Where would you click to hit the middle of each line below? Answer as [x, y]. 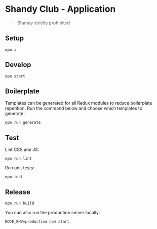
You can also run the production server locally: [53, 212]
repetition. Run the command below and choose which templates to [74, 108]
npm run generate [23, 123]
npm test [14, 177]
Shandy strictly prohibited [43, 23]
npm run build [20, 203]
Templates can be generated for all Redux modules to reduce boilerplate [78, 103]
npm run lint [19, 159]
